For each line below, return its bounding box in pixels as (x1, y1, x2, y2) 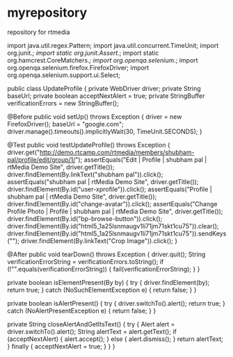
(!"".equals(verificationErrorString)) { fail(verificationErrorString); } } (7, 265, 200, 273)
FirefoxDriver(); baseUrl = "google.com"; (7, 119, 124, 128)
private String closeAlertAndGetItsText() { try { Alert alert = (7, 319, 175, 328)
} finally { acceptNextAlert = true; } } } (7, 342, 115, 350)
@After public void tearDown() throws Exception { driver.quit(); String (7, 250, 206, 258)
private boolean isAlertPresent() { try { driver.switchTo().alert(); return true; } (7, 299, 226, 307)
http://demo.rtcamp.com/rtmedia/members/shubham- (39, 148, 195, 156)
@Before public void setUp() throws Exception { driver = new (7, 113, 182, 121)
